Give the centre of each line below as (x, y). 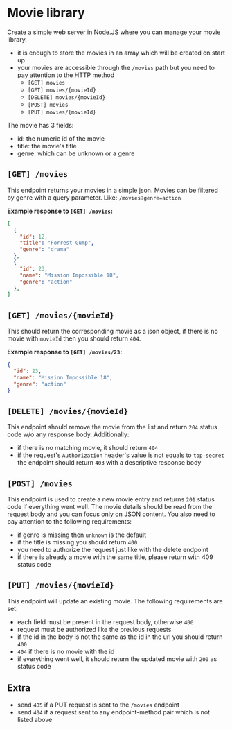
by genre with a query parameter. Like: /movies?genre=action (94, 197)
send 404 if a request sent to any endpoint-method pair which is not (113, 712)
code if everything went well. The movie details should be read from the (110, 507)
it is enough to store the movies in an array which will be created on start (121, 53)
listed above (35, 719)
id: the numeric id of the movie (61, 138)
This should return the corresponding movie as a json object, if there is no (113, 332)
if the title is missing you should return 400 (77, 542)
